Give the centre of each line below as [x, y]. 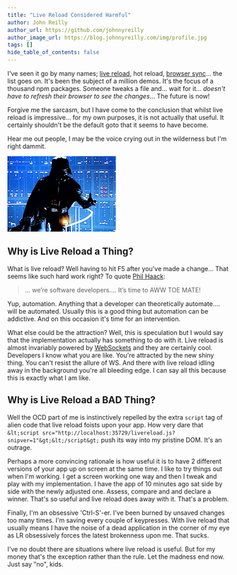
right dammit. [27, 146]
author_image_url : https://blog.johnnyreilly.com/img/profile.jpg [107, 38]
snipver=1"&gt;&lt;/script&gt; [53, 440]
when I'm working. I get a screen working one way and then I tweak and [112, 476]
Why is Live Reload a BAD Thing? [81, 400]
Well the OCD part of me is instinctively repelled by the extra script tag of [115, 417]
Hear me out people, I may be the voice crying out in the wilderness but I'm [117, 139]
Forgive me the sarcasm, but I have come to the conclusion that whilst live [115, 110]
